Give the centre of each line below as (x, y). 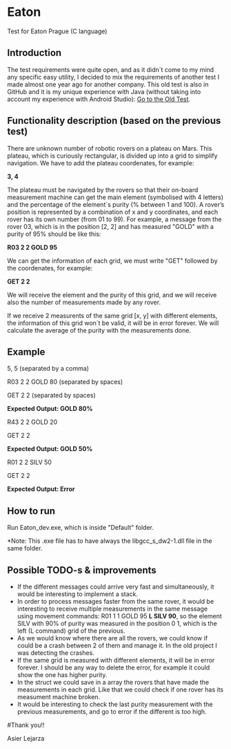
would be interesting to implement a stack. (78, 594)
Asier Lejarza (26, 738)
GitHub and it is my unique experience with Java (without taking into (104, 91)
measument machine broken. (59, 697)
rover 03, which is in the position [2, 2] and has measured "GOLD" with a (110, 226)
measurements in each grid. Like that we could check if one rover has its (120, 690)
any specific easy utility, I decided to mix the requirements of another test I (113, 77)
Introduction (34, 53)
